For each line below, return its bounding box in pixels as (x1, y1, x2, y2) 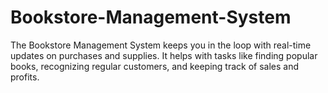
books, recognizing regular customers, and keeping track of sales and (10, 60, 300, 72)
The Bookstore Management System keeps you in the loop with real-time (10, 39, 312, 51)
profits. (10, 71, 40, 83)
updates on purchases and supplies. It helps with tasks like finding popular (10, 49, 318, 61)
